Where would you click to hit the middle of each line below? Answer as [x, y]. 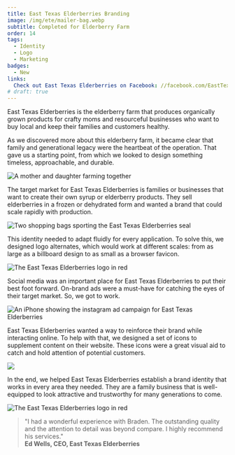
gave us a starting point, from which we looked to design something [105, 155]
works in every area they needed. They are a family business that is [105, 387]
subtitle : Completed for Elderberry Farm [69, 27]
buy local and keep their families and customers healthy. [88, 127]
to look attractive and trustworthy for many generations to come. [129, 394]
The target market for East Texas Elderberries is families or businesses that [115, 190]
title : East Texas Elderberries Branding [69, 14]
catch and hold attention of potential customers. [76, 353]
